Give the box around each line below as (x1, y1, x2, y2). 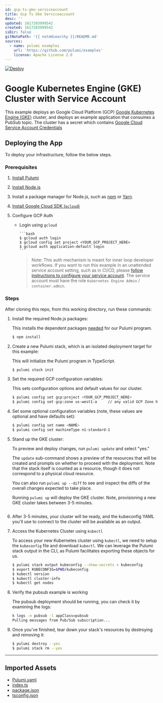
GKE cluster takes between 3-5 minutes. (12, 499, 93, 505)
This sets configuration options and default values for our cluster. (12, 386, 143, 391)
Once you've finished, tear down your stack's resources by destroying (12, 627, 153, 633)
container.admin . (31, 283, 65, 289)
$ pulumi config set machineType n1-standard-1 (12, 427, 110, 432)
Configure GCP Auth (12, 213, 53, 219)
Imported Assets (5, 664, 57, 672)
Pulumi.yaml (12, 677, 37, 683)
